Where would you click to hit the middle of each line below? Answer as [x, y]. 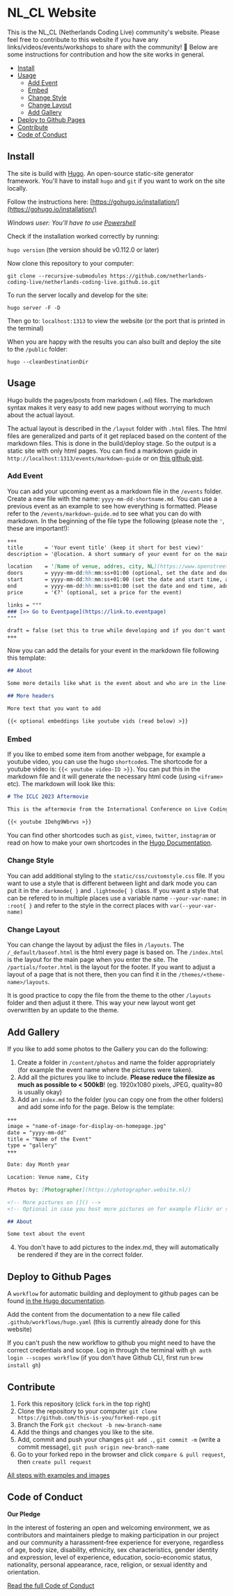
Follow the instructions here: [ [50, 202]
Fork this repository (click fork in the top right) [84, 1403]
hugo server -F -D [34, 308]
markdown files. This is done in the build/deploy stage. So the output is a [112, 443]
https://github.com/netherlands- [159, 276]
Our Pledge [24, 1514]
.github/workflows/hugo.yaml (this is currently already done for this [104, 1322]
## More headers [31, 695]
